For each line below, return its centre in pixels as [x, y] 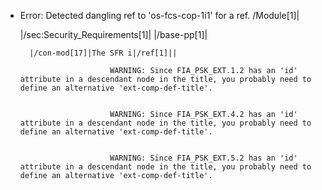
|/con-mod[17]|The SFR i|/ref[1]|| [103, 53]
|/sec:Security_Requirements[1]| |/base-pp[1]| [113, 34]
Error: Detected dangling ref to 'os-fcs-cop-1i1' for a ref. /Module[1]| [159, 15]
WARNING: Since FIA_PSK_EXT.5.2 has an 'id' [203, 158]
